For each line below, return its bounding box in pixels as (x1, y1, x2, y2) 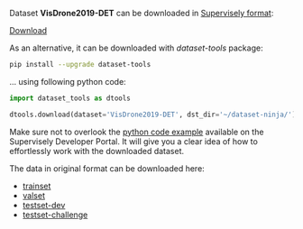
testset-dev (22, 199, 66, 210)
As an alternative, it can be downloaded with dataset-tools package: (9, 42, 263, 53)
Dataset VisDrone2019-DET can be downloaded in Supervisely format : (9, 8, 274, 18)
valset (22, 189, 45, 201)
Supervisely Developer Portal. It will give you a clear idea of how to (9, 135, 259, 147)
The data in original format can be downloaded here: (9, 162, 205, 174)
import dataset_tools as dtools (9, 94, 131, 103)
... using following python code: (9, 76, 126, 87)
